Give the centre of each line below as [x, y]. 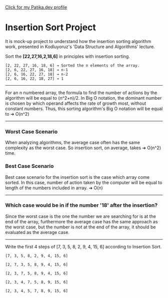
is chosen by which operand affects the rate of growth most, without [76, 103]
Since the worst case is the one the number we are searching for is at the [80, 216]
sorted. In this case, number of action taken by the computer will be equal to [84, 182]
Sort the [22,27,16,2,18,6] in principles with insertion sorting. [67, 56]
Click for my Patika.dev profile [36, 7]
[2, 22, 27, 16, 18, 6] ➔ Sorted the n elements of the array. [72, 65]
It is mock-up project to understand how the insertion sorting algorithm [78, 41]
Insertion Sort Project [51, 28]
